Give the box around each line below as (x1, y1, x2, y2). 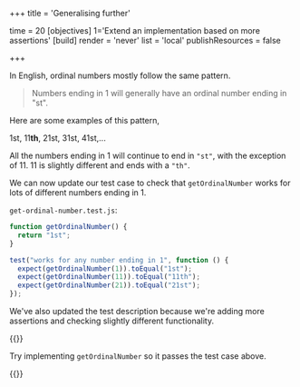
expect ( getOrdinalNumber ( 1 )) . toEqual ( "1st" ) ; (17, 263, 193, 273)
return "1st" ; (17, 231, 71, 240)
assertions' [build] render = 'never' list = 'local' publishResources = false (9, 35, 281, 45)
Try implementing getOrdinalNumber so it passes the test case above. (9, 351, 267, 362)
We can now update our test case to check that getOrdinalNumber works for (9, 177, 292, 188)
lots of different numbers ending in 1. (9, 187, 147, 198)
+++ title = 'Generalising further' (9, 8, 131, 18)
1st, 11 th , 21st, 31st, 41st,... (9, 133, 106, 144)
